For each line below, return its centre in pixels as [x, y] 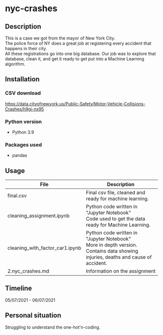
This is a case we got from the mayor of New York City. [60, 38]
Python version [24, 121]
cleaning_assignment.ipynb [39, 216]
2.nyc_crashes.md [28, 271]
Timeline [19, 288]
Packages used [24, 145]
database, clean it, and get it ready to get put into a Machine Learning [75, 59]
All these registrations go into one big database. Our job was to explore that [81, 54]
